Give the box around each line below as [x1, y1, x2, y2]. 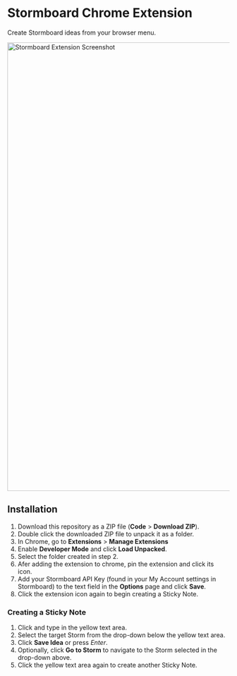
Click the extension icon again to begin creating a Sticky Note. [17, 589, 199, 598]
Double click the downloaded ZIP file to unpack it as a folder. [17, 529, 195, 538]
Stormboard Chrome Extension [7, 5, 193, 21]
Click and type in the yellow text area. [17, 623, 127, 632]
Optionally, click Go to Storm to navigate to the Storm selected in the [17, 646, 217, 654]
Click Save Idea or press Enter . [17, 639, 108, 647]
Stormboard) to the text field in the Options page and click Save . [17, 582, 207, 591]
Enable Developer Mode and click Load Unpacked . [17, 545, 167, 553]
